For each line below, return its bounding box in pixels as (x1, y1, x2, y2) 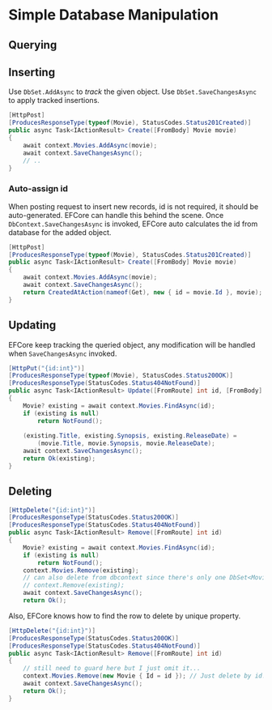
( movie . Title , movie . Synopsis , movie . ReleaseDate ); (37, 439, 216, 447)
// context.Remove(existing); (23, 581, 125, 589)
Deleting (8, 485, 53, 498)
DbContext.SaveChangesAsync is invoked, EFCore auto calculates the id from (8, 219, 258, 229)
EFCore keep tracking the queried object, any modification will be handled (8, 340, 256, 349)
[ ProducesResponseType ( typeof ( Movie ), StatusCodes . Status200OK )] (8, 371, 233, 380)
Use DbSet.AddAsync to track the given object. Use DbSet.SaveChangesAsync (8, 87, 257, 96)
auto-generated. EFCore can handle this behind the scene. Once (8, 210, 224, 220)
